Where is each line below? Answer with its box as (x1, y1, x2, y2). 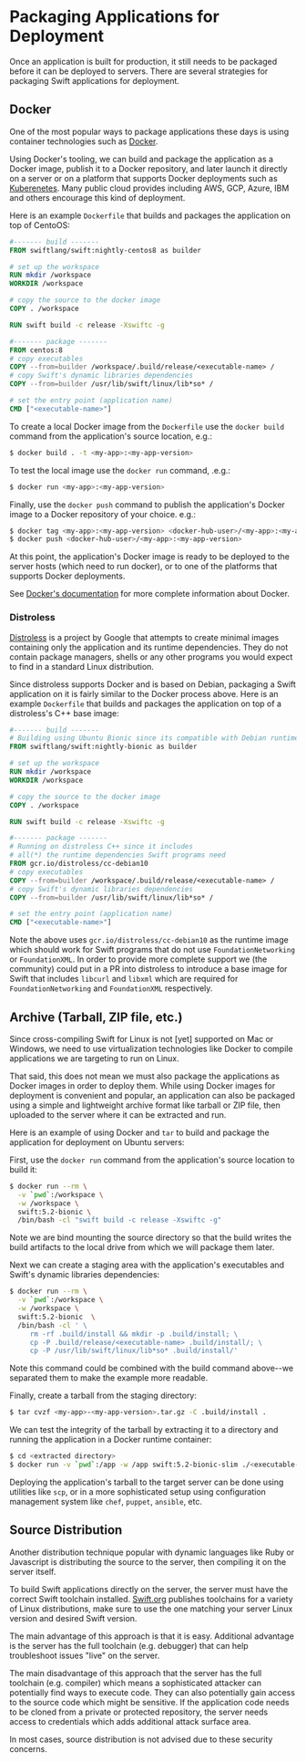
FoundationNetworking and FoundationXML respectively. (9, 983, 213, 994)
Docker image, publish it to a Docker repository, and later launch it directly (9, 162, 289, 174)
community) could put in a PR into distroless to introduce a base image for (9, 964, 288, 975)
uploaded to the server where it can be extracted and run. (9, 1109, 227, 1120)
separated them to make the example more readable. (9, 1372, 209, 1383)
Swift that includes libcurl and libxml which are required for (9, 974, 239, 985)
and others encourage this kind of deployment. (9, 192, 186, 203)
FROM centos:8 (9, 345, 64, 355)
